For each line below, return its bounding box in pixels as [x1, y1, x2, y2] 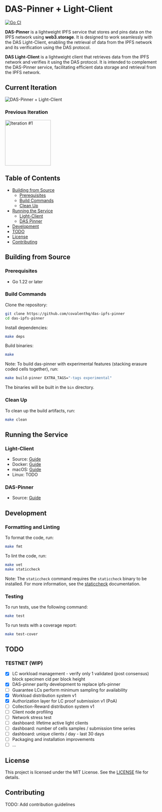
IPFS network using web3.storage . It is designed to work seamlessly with [5, 34, 153, 40]
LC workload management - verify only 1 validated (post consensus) [12, 671, 149, 677]
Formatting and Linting [5, 523, 60, 530]
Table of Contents [5, 174, 61, 183]
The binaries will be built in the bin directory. [5, 385, 95, 390]
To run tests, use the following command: [5, 604, 88, 609]
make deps [5, 334, 25, 339]
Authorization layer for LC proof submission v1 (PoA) [12, 698, 118, 704]
